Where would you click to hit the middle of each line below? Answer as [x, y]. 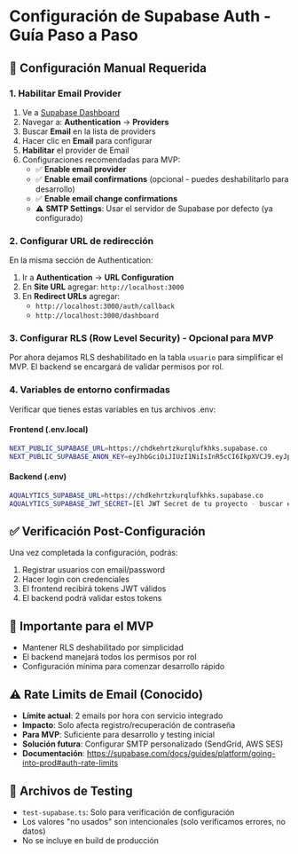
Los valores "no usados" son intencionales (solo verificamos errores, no [154, 821]
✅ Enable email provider [81, 169]
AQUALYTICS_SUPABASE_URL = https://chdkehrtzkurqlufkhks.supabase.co [137, 495]
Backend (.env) [38, 477]
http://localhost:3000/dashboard [97, 316]
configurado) [59, 217]
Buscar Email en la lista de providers [89, 131]
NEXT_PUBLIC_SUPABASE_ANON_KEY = [69, 456]
